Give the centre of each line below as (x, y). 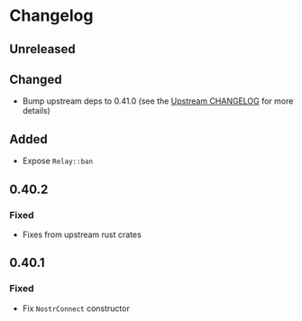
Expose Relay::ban (57, 161)
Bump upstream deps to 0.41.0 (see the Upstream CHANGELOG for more (158, 101)
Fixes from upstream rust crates (82, 234)
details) (37, 111)
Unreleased (43, 49)
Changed (36, 79)
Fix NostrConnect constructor (76, 308)
